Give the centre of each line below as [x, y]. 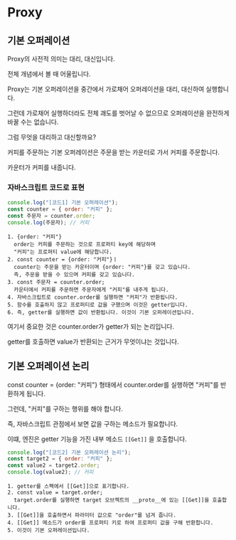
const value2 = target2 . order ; [54, 466]
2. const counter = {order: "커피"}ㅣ [63, 259]
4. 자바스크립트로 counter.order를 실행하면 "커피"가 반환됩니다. [93, 297]
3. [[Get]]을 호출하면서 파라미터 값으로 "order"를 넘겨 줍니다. [92, 515]
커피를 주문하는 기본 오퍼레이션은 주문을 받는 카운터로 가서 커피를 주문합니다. [114, 152]
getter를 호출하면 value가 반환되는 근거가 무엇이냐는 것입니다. [93, 342]
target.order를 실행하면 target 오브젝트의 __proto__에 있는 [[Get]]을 [112, 500]
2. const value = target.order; [55, 493]
